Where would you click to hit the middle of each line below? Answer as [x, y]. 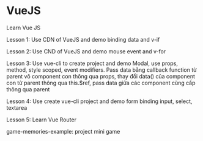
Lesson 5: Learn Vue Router [41, 120]
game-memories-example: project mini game [63, 131]
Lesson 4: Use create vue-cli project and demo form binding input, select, [99, 101]
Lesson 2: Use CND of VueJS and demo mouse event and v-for [86, 51]
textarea [17, 107]
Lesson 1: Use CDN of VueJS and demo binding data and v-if [83, 39]
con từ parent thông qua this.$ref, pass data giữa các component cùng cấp [101, 83]
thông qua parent [28, 89]
